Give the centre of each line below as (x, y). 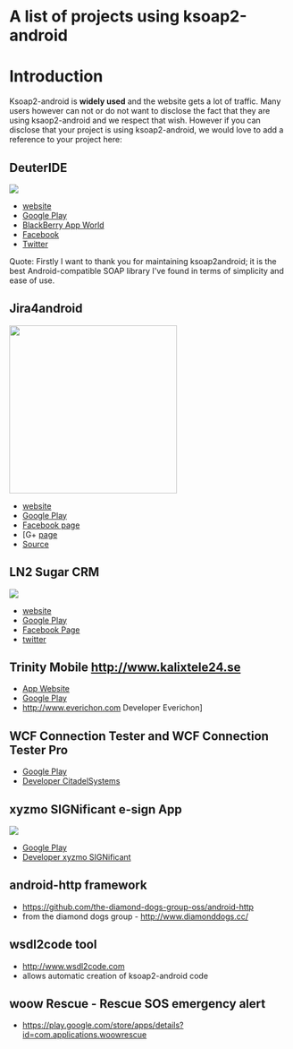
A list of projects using (95, 17)
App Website (46, 689)
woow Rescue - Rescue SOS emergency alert (138, 1004)
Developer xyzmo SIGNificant (76, 857)
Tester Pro (39, 750)
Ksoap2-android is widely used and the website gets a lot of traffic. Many (145, 101)
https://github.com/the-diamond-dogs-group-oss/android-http (138, 907)
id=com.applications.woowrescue (84, 1035)
